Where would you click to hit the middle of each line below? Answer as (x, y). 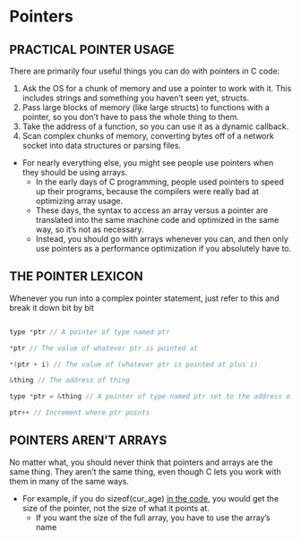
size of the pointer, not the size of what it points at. (116, 508)
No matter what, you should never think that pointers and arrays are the (141, 462)
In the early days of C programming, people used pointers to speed (160, 182)
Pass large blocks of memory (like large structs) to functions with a (146, 107)
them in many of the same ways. (69, 481)
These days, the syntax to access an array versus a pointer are (152, 210)
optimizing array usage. (79, 201)
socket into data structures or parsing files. (102, 146)
